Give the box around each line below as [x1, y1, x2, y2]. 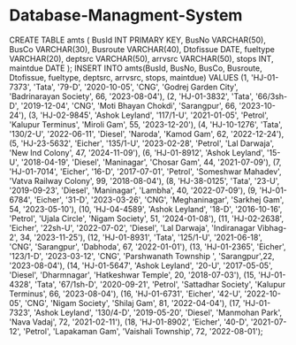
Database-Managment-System [9, 5, 243, 26]
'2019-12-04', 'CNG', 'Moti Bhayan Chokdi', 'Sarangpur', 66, [20, 100, 237, 111]
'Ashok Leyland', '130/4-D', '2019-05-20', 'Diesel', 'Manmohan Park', [34, 307, 283, 318]
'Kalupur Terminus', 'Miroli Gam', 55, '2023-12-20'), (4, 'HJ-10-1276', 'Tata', [9, 119, 283, 129]
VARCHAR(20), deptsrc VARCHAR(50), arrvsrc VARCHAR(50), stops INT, [9, 53, 274, 64]
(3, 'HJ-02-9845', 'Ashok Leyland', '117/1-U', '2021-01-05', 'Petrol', [27, 110, 269, 120]
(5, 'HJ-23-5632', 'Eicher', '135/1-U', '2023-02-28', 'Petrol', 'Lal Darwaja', [9, 138, 275, 149]
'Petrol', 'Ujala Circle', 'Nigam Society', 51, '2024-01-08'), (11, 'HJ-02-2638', [9, 213, 285, 224]
